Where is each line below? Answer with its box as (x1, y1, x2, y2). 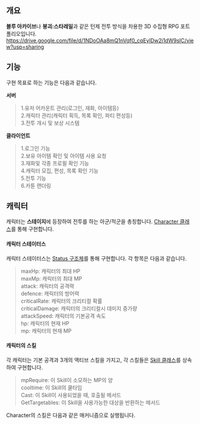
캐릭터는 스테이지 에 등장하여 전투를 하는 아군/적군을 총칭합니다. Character (6, 218, 179, 225)
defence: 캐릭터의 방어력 (20, 290, 79, 297)
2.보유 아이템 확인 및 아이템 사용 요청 (20, 152, 107, 159)
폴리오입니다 (6, 30, 36, 37)
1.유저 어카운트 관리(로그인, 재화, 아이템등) (20, 104, 119, 112)
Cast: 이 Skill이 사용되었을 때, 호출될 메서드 (20, 391, 121, 398)
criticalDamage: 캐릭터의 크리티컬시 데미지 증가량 (20, 305, 137, 312)
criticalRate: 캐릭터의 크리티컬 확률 (20, 297, 103, 305)
